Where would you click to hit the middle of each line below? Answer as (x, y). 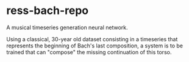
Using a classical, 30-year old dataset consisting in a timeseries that (92, 39)
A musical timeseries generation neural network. (67, 27)
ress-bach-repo (48, 11)
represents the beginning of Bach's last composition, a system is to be (94, 46)
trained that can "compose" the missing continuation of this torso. (89, 52)
